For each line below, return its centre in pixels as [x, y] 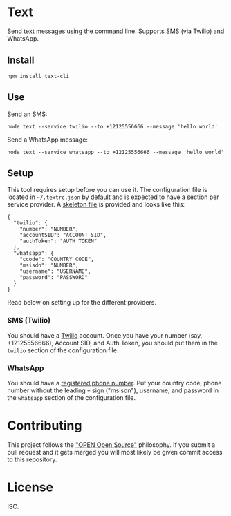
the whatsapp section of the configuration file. [72, 397]
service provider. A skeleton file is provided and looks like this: [96, 204]
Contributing [45, 426]
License [30, 487]
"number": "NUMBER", [49, 229]
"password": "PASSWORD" [54, 278]
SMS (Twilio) [29, 321]
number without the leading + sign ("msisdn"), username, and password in [113, 390]
